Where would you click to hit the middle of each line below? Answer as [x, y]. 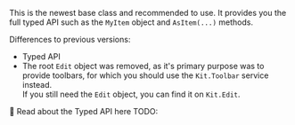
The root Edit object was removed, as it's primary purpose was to [143, 66]
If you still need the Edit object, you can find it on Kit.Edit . [131, 94]
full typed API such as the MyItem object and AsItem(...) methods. [131, 22]
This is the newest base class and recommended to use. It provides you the [148, 13]
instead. [37, 85]
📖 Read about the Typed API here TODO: [84, 111]
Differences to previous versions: [70, 39]
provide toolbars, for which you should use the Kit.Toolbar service [145, 75]
